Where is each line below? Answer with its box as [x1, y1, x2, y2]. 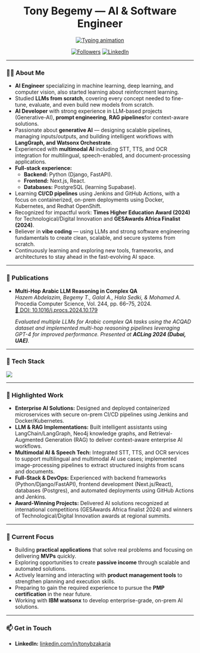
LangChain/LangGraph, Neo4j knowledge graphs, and [14, 430, 148, 437]
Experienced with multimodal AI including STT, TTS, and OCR [14, 146, 168, 153]
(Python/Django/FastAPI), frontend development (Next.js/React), [14, 481, 173, 488]
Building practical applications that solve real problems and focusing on [14, 546, 193, 553]
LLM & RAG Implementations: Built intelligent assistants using [14, 423, 167, 431]
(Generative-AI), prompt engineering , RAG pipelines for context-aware [14, 114, 189, 121]
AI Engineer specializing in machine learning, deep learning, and [14, 82, 174, 89]
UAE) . [14, 337, 30, 344]
